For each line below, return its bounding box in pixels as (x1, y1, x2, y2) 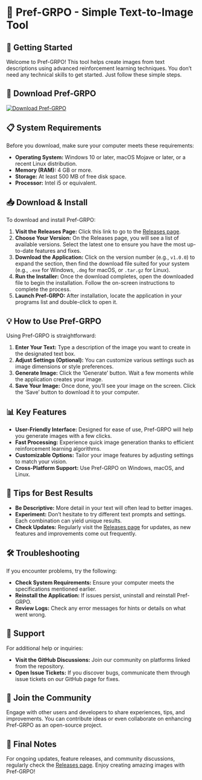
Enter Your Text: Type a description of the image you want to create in (14, 344, 191, 351)
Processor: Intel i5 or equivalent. (14, 179, 97, 186)
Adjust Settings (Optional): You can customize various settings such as (14, 357, 194, 364)
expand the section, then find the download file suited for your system (14, 260, 190, 267)
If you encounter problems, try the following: (6, 567, 117, 574)
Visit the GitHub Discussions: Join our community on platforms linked (14, 656, 191, 663)
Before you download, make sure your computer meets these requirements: (6, 142, 194, 149)
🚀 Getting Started (6, 42, 73, 52)
